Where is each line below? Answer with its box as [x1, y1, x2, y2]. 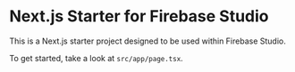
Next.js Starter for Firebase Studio [9, 6, 269, 27]
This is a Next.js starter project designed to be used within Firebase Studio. [9, 36, 286, 46]
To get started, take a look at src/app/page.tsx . [9, 52, 183, 63]
